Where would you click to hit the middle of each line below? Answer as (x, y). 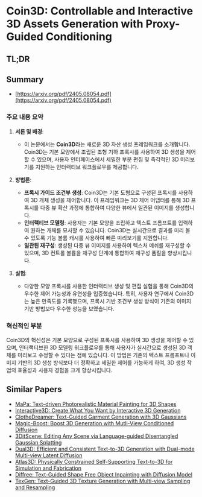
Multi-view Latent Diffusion (49, 455)
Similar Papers (34, 389)
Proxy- (163, 24)
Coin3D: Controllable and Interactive (100, 11)
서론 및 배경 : (29, 131)
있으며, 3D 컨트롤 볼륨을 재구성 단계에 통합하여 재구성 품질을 (95, 253)
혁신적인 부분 (24, 326)
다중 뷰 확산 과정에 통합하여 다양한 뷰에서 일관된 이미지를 (107, 207)
